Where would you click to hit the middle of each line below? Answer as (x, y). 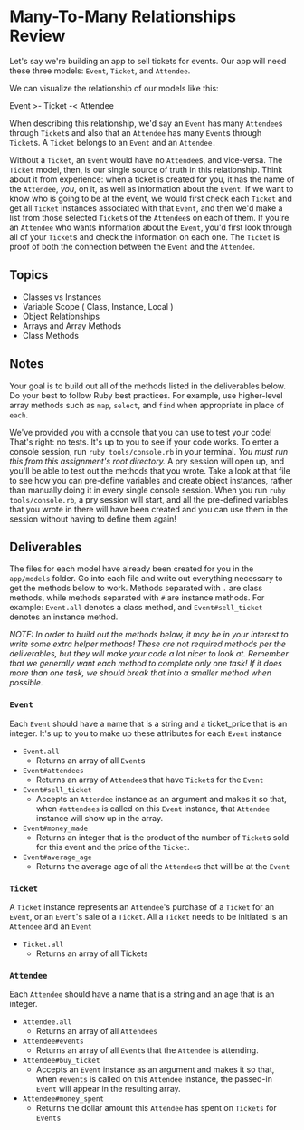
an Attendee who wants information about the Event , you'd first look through (151, 227)
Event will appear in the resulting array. (108, 1089)
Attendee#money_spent (63, 1099)
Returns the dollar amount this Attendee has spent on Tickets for (157, 1108)
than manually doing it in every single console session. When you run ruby (148, 490)
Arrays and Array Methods (72, 326)
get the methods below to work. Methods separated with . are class (136, 588)
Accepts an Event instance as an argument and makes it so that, (155, 1069)
